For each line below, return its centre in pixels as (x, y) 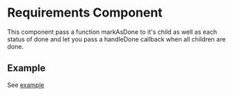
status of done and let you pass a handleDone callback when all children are (116, 39)
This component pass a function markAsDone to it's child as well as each (112, 32)
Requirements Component (85, 13)
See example (26, 85)
